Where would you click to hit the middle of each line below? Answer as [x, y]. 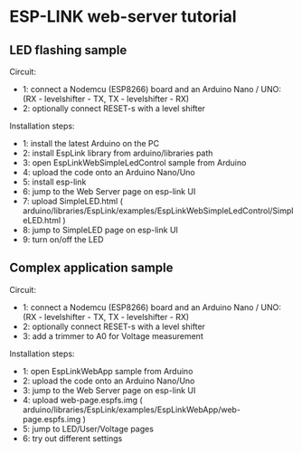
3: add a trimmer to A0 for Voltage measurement [113, 335]
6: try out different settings [72, 438]
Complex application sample [91, 268]
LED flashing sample [68, 50]
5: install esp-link [54, 182]
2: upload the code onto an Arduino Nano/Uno [109, 381]
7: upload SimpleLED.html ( [73, 201]
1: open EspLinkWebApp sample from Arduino [108, 371]
